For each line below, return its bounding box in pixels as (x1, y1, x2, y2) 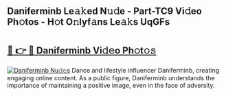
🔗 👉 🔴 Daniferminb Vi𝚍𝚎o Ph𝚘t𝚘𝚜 (7, 45, 157, 56)
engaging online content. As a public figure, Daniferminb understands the (7, 74, 215, 82)
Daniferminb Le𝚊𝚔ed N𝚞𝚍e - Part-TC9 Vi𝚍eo (7, 5, 203, 17)
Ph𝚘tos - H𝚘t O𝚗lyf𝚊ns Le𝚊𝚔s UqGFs (7, 16, 170, 28)
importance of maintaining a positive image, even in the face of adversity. (7, 82, 215, 89)
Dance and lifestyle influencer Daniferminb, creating (71, 67, 220, 74)
